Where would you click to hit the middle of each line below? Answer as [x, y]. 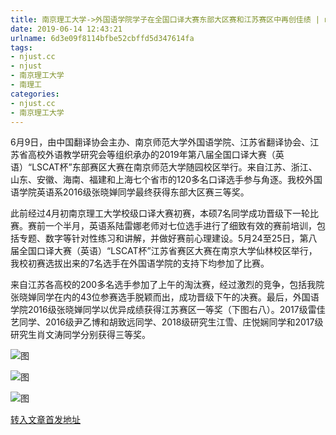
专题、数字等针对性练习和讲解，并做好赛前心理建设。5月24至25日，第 [163, 238]
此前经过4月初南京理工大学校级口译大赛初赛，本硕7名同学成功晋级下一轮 [160, 213]
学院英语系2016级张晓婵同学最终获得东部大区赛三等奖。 [134, 192]
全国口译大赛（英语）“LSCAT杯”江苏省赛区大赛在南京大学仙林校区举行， [168, 251]
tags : [21, 47]
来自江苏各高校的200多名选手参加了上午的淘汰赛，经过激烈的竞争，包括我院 [167, 285]
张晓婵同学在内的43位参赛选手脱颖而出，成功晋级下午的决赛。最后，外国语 [165, 297]
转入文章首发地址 [45, 420]
